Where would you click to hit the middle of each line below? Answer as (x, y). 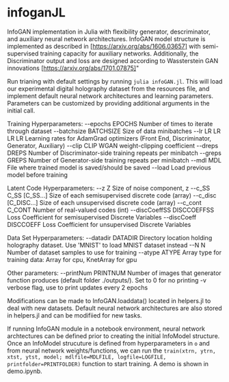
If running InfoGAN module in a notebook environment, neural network (106, 329)
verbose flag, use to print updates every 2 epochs (78, 287)
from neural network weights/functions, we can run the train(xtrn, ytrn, (112, 350)
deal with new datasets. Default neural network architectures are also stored (114, 308)
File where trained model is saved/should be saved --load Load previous (109, 167)
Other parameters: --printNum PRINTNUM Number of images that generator (114, 273)
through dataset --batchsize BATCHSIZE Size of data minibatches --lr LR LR (114, 131)
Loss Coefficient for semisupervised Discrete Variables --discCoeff (102, 217)
